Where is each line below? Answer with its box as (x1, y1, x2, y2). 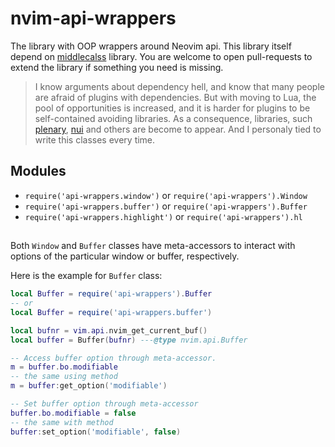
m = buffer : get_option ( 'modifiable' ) (10, 381, 168, 391)
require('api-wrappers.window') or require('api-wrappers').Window (24, 189, 308, 201)
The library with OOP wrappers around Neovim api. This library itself (10, 40, 292, 52)
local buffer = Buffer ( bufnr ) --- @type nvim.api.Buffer (10, 335, 248, 345)
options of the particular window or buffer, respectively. (10, 250, 240, 262)
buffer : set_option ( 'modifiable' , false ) (10, 427, 182, 437)
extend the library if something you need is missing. (10, 61, 224, 73)
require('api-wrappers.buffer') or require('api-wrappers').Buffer (24, 200, 308, 212)
